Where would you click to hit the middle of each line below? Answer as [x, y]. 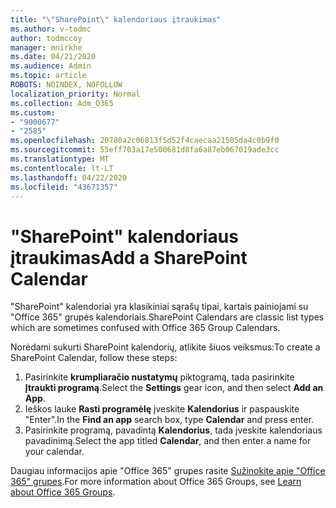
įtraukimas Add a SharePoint [129, 257]
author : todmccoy [46, 38]
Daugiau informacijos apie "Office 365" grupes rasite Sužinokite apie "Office [168, 471]
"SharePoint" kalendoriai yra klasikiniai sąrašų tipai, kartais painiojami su [159, 307]
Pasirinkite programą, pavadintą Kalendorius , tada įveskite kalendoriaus [173, 430]
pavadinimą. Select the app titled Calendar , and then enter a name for [168, 441]
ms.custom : [33, 112]
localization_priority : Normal [75, 94]
